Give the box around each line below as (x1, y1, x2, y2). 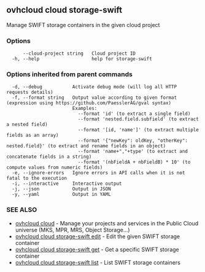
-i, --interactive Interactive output (12, 181, 122, 187)
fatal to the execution (6, 175, 68, 182)
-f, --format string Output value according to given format (12, 95, 177, 101)
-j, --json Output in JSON (12, 186, 112, 192)
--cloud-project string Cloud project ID (22, 50, 136, 57)
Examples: (72, 106, 98, 112)
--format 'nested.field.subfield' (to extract (77, 116, 199, 122)
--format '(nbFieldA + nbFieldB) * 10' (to (77, 159, 191, 165)
